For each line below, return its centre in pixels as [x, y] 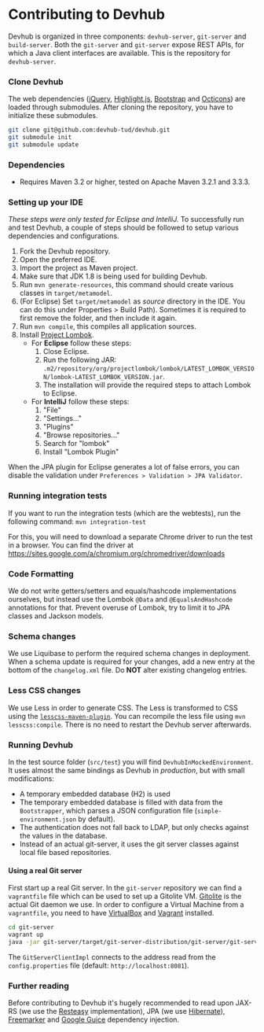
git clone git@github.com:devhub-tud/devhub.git [89, 130]
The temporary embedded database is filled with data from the [121, 802]
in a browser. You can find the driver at [71, 545]
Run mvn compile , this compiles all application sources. [108, 326]
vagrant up [26, 935]
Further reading [38, 986]
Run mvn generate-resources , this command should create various [126, 285]
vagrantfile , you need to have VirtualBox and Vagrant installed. [111, 913]
